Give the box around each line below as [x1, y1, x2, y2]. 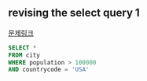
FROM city [8, 51, 41, 59]
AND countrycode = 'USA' [8, 66, 90, 74]
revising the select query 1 [8, 6, 140, 20]
